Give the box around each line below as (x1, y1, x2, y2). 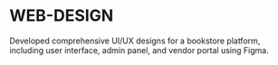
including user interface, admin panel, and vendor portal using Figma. (9, 44, 269, 55)
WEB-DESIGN (9, 5, 114, 26)
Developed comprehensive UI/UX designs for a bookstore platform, (9, 35, 261, 46)
